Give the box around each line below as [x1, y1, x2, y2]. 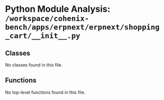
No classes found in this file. [5, 62, 63, 67]
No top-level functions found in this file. [5, 89, 86, 95]
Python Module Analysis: [5, 3, 111, 15]
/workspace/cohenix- [5, 14, 90, 23]
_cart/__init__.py [5, 31, 80, 40]
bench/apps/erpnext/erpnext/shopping [5, 23, 160, 32]
